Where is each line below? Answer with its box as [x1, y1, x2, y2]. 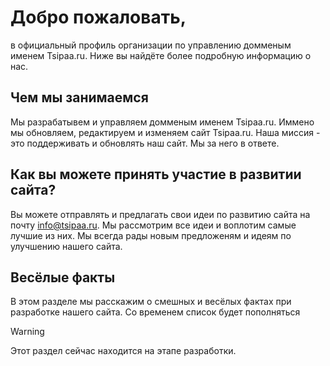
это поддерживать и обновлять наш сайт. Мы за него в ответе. [10, 137, 280, 149]
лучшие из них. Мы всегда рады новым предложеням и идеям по [10, 229, 292, 241]
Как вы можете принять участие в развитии [10, 166, 302, 183]
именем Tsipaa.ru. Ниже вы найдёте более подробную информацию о [10, 49, 312, 61]
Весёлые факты [10, 269, 116, 286]
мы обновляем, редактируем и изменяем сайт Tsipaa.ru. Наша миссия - [10, 126, 321, 138]
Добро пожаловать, [10, 6, 187, 29]
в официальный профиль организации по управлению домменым [10, 39, 292, 51]
